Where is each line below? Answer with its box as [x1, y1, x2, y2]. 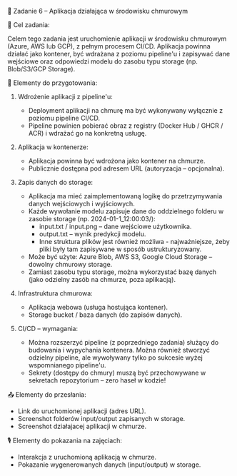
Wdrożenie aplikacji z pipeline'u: [17, 93, 113, 101]
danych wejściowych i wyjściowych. [28, 200, 136, 208]
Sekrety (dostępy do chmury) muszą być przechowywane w [28, 368, 206, 377]
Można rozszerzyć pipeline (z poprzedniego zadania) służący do [28, 338, 219, 346]
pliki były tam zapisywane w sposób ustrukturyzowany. [39, 245, 202, 253]
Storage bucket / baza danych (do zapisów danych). [28, 310, 183, 319]
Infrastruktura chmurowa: [17, 289, 93, 298]
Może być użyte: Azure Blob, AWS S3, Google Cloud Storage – [28, 253, 213, 260]
